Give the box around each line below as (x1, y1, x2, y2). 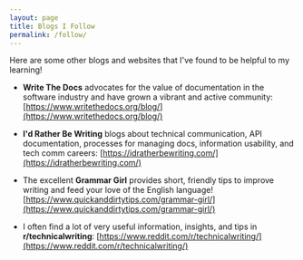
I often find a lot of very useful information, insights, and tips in (22, 221, 258, 232)
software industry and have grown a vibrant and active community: (22, 91, 274, 102)
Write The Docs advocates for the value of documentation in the (22, 82, 265, 93)
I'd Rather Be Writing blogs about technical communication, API (22, 129, 263, 140)
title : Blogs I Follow (9, 22, 95, 31)
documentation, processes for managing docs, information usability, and (22, 138, 295, 149)
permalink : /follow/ (9, 30, 88, 39)
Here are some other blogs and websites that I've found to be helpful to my (9, 55, 290, 66)
